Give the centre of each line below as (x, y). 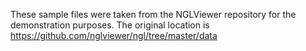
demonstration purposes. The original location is (110, 25)
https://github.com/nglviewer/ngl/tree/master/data (114, 35)
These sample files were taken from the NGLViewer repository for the (153, 14)
